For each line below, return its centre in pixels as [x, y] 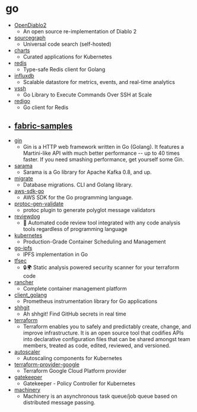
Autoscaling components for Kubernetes [72, 358]
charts [22, 50]
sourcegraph [30, 38]
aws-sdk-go [29, 191]
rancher [24, 282]
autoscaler [27, 352]
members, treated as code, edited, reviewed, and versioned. [96, 345]
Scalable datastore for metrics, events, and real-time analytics [99, 82]
